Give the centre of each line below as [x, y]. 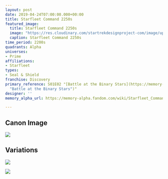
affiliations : [20, 61]
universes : [16, 51]
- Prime [13, 56]
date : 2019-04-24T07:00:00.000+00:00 [44, 14]
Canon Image [26, 123]
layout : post [19, 10]
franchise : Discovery [28, 79]
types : [12, 70]
